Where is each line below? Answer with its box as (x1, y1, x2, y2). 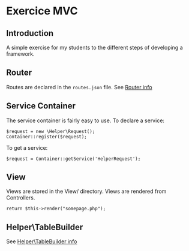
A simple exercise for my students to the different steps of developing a (6, 44, 183, 51)
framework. (6, 50, 35, 58)
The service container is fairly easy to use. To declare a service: (6, 117, 165, 124)
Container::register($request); (6, 134, 87, 140)
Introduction (6, 28, 54, 38)
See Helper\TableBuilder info (6, 238, 77, 245)
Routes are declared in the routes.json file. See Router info (6, 83, 152, 90)
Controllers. (6, 194, 35, 201)
